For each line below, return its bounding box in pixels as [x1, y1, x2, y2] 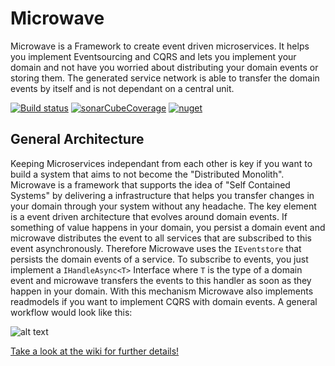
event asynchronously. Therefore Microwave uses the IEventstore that [10, 242, 302, 254]
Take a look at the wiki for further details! [10, 345, 180, 357]
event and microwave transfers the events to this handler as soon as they [10, 274, 312, 286]
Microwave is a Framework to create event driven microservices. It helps [10, 40, 310, 52]
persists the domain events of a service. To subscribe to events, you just [10, 253, 309, 265]
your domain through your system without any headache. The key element [10, 200, 317, 212]
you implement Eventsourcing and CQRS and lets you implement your [10, 50, 297, 62]
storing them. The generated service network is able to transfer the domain [10, 72, 320, 84]
